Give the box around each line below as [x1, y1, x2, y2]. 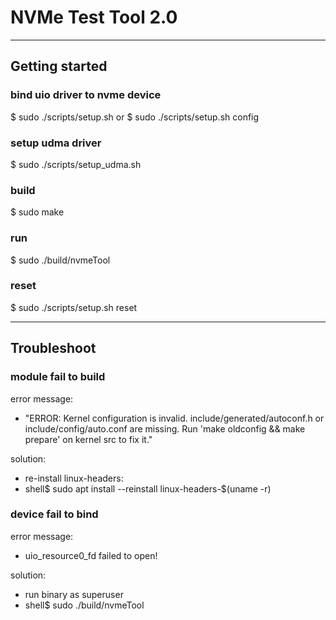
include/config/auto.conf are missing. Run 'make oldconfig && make [24, 422, 306, 435]
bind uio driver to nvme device [10, 88, 162, 102]
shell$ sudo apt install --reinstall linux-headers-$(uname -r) [24, 482, 272, 495]
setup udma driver [10, 136, 102, 150]
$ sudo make [10, 206, 65, 218]
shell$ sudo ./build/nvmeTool [24, 599, 145, 611]
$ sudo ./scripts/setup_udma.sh [10, 158, 142, 170]
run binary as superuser [24, 588, 124, 600]
